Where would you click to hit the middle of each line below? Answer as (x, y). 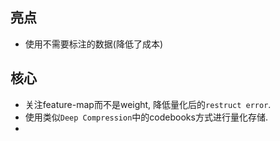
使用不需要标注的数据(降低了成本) (94, 44)
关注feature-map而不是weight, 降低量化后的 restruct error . (148, 104)
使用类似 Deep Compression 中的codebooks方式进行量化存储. (146, 117)
